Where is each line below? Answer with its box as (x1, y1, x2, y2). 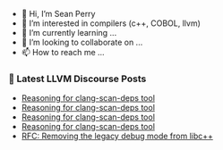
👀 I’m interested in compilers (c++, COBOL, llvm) (21, 18, 201, 29)
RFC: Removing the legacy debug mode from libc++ (21, 130, 214, 142)
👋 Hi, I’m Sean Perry (21, 9, 96, 19)
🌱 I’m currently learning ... (21, 28, 117, 37)
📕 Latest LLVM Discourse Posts (8, 72, 147, 85)
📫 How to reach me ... (21, 47, 105, 57)
